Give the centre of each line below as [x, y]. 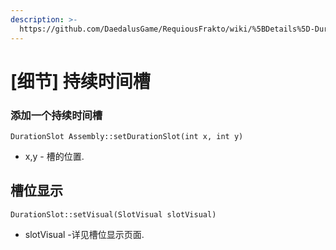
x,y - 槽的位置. [54, 156]
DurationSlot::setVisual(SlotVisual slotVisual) [113, 214]
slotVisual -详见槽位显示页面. [84, 234]
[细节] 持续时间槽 [80, 81]
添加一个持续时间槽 [56, 115]
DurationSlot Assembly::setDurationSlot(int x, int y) [127, 136]
